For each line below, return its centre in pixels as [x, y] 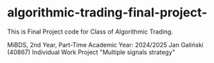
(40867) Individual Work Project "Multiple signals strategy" [91, 52]
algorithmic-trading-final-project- [107, 13]
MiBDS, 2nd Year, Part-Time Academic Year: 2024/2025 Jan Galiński [105, 45]
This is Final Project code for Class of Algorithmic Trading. [90, 32]
